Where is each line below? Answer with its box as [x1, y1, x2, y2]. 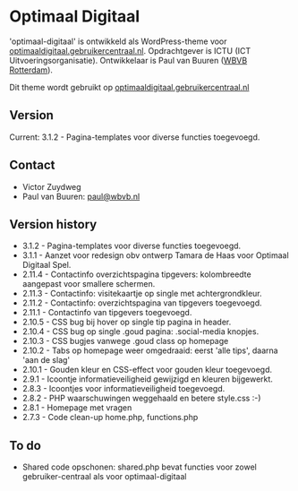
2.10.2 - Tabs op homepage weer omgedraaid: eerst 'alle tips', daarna [21, 345, 279, 356]
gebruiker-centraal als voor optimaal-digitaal [21, 471, 187, 482]
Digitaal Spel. [21, 260, 72, 271]
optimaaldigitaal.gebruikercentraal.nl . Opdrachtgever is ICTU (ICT [9, 45, 251, 56]
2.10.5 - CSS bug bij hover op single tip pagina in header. [21, 316, 232, 328]
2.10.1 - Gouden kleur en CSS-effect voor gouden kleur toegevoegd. [21, 365, 273, 375]
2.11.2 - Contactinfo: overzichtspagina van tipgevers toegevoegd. [21, 297, 262, 308]
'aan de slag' [21, 355, 71, 366]
